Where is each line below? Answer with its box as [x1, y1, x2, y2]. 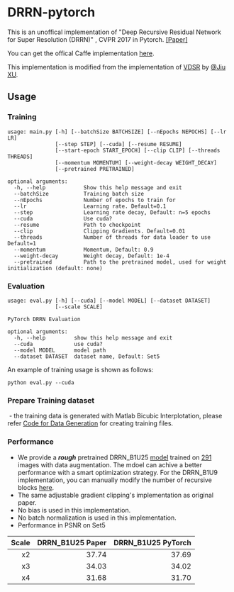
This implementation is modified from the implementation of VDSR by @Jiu [7, 62, 226, 71]
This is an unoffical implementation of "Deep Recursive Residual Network [7, 28, 221, 36]
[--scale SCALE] [55, 303, 103, 311]
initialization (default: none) [7, 264, 103, 272]
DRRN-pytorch [7, 4, 96, 21]
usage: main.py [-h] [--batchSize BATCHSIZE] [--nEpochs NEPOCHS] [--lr [7, 128, 227, 135]
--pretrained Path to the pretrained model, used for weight [13, 258, 227, 266]
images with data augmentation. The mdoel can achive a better [17, 460, 203, 469]
